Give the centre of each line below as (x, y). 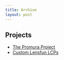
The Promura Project (34, 47)
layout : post (19, 15)
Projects (18, 35)
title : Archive (21, 10)
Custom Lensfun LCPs (35, 52)
